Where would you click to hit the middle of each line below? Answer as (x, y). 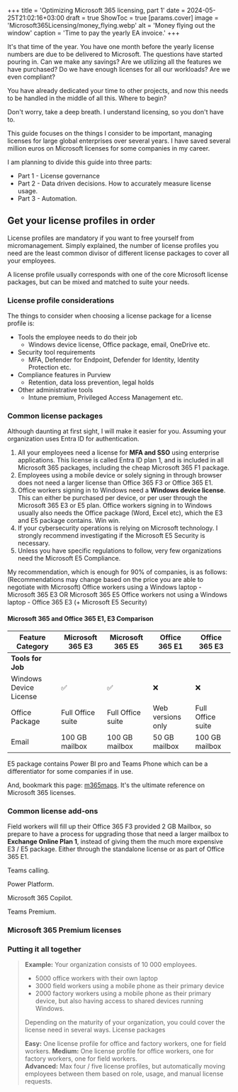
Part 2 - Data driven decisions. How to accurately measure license (114, 183)
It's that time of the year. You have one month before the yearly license (111, 47)
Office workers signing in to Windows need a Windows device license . (121, 490)
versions (167, 717)
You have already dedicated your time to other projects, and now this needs (118, 91)
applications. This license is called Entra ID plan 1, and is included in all (121, 460)
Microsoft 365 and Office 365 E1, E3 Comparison (80, 618)
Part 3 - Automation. (47, 199)
